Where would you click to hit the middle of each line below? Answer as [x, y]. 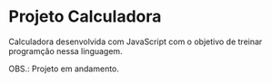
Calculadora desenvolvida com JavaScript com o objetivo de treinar [136, 41]
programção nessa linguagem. [66, 51]
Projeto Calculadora [85, 17]
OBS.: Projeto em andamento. [64, 69]
